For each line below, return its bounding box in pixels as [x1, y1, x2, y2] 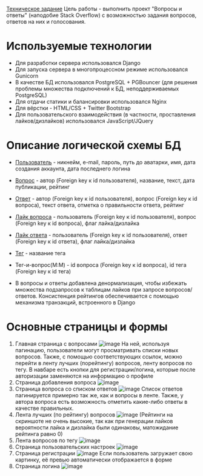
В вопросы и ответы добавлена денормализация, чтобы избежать [15, 279, 187, 287]
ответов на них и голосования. [6, 18, 86, 25]
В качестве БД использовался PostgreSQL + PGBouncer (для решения [15, 78, 198, 85]
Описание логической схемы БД [6, 139, 182, 152]
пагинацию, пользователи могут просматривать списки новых [15, 346, 179, 354]
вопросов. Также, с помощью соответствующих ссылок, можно [15, 353, 183, 360]
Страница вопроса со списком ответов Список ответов [15, 385, 183, 392]
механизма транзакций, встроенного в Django [15, 298, 136, 306]
